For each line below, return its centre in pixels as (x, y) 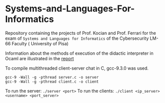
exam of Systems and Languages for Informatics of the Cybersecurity (77, 38)
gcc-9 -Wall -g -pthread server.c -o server (52, 77)
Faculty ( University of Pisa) (40, 43)
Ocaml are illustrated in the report (40, 58)
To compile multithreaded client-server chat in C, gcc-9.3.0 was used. (77, 68)
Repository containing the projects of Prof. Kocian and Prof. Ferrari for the (81, 33)
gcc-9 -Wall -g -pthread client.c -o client (52, 82)
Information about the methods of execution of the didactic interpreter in (80, 53)
